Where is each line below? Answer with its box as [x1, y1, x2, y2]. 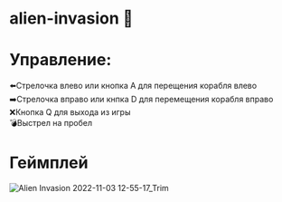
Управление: [9, 50, 112, 71]
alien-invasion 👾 [9, 8, 134, 29]
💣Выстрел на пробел [9, 118, 93, 129]
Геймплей [9, 153, 89, 173]
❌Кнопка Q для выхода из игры [9, 107, 131, 118]
